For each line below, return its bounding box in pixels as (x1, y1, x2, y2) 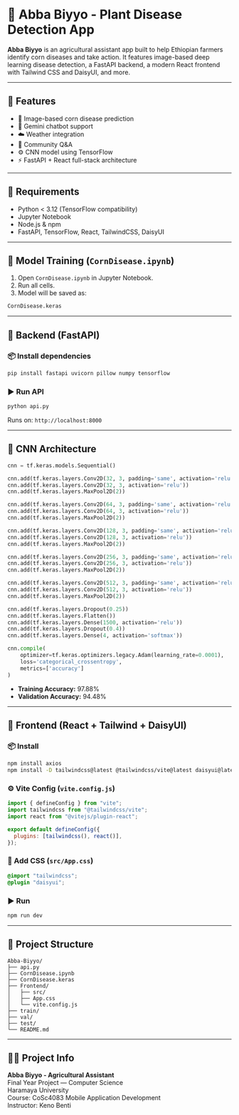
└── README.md (7, 1026, 50, 1033)
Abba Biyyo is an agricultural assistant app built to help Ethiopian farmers (7, 45, 223, 54)
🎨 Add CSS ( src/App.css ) (7, 856, 94, 866)
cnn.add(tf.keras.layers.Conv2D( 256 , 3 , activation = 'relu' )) (7, 560, 193, 567)
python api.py (7, 403, 50, 410)
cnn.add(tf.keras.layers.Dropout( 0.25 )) (7, 606, 129, 613)
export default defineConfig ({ (7, 825, 100, 833)
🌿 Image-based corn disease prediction (17, 114, 134, 123)
